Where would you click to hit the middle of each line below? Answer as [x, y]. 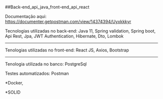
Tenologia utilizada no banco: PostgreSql [46, 64]
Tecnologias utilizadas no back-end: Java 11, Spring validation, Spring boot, [81, 31]
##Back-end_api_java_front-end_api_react [47, 7]
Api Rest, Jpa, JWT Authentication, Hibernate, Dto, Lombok [64, 36]
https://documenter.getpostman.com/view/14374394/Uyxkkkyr [68, 22]
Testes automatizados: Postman [37, 73]
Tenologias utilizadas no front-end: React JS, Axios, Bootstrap [67, 50]
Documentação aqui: [26, 16]
